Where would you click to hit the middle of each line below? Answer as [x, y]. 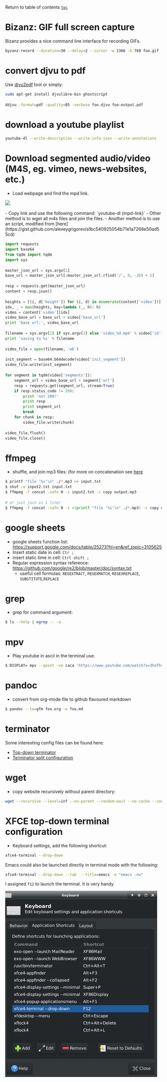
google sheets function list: [40, 541]
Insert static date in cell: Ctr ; [43, 552]
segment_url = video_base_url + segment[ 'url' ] [64, 380]
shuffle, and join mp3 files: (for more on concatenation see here [78, 472]
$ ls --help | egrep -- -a [33, 622]
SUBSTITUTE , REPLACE [40, 578]
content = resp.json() [29, 291]
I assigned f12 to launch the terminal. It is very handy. [60, 884]
